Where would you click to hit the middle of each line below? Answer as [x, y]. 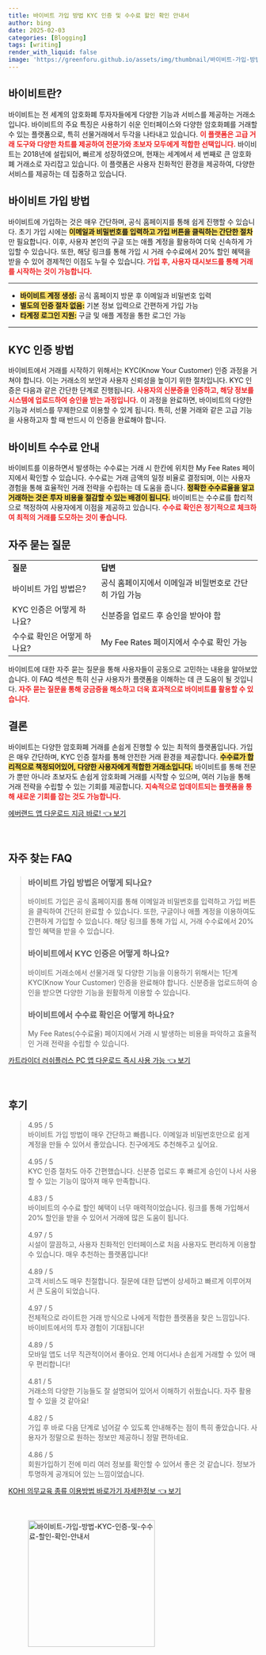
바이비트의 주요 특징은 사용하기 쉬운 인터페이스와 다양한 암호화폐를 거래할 [144, 124]
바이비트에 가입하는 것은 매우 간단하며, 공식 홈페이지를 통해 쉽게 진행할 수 [121, 222]
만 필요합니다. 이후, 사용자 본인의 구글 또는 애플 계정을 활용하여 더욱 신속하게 [126, 242]
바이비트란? [35, 94]
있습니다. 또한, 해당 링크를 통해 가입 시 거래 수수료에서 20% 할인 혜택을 [141, 251]
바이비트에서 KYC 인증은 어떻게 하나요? [99, 953]
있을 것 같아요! [67, 1400]
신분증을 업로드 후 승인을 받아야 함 [161, 615]
